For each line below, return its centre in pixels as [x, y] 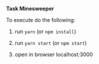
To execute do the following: [41, 20]
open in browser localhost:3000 [54, 55]
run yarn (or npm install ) [45, 31]
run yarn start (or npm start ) [51, 43]
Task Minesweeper [30, 9]
